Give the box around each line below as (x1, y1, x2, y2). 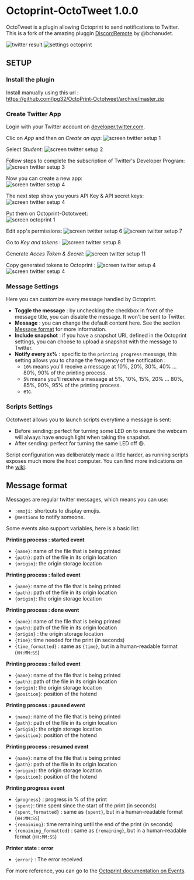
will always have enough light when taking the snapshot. (14, 434, 151, 441)
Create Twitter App (6, 110, 61, 118)
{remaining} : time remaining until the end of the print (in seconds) (14, 821, 174, 828)
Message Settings (6, 282, 59, 291)
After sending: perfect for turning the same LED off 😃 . (14, 439, 146, 446)
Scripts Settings (6, 403, 53, 411)
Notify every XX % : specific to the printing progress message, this (14, 350, 177, 358)
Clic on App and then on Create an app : (6, 134, 102, 141)
